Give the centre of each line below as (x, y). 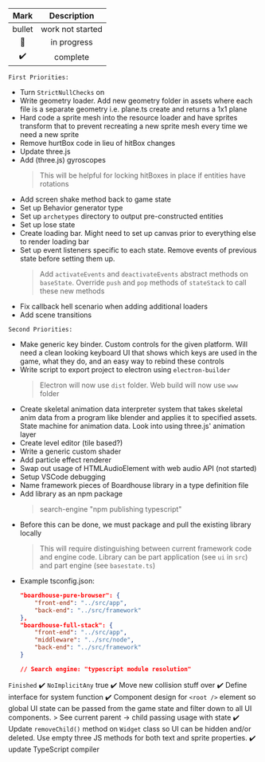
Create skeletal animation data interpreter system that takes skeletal (131, 409)
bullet (23, 29)
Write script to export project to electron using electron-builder (125, 369)
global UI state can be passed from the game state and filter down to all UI (130, 708)
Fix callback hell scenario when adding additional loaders (114, 306)
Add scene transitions (56, 315)
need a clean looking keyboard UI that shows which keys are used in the (138, 353)
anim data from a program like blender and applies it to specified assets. (138, 417)
